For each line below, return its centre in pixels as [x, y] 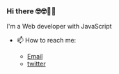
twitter [36, 64]
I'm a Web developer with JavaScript [59, 27]
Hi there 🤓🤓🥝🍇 [31, 11]
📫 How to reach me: [46, 40]
